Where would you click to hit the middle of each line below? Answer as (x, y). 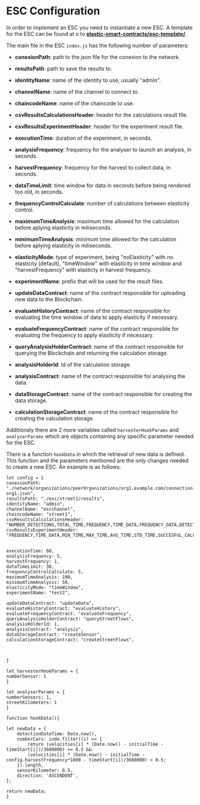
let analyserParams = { (36, 692)
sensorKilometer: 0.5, (45, 770)
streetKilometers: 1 (32, 702)
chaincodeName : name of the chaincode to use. (74, 103)
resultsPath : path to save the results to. (63, 68)
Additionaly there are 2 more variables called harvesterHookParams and (93, 430)
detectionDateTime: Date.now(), (57, 734)
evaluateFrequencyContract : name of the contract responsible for (97, 328)
